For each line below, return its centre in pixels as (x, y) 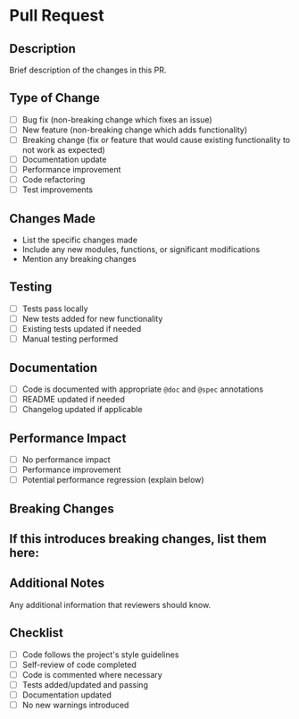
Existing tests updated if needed (81, 329)
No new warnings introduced (75, 705)
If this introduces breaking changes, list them (138, 539)
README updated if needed (73, 399)
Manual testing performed (70, 339)
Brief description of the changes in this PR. (88, 70)
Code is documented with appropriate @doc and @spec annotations (143, 389)
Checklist (37, 633)
